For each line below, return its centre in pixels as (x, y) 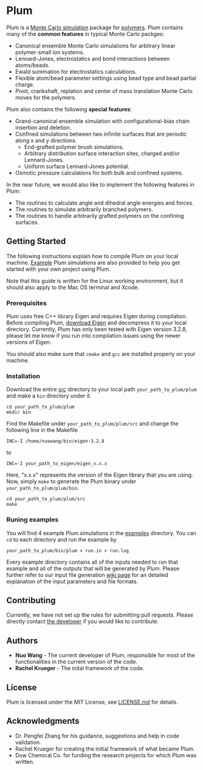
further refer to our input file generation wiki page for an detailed (87, 575)
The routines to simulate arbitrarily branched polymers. (84, 209)
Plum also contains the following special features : (69, 109)
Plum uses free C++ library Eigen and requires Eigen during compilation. (97, 317)
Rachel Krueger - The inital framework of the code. (80, 668)
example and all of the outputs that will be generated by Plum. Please (93, 568)
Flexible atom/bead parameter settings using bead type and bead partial (105, 78)
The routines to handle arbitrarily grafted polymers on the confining (99, 215)
